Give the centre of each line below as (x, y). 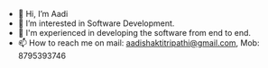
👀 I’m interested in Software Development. (96, 23)
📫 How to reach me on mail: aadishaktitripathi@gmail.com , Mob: (139, 43)
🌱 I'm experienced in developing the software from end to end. (134, 33)
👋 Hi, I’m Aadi (43, 14)
